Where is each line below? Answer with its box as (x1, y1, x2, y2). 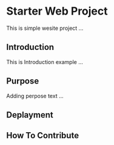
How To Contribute (6, 130, 79, 141)
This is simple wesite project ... (6, 24, 84, 32)
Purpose (6, 76, 39, 87)
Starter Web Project (6, 4, 108, 18)
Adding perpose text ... (6, 92, 64, 99)
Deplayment (6, 110, 53, 120)
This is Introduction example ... (6, 58, 83, 65)
